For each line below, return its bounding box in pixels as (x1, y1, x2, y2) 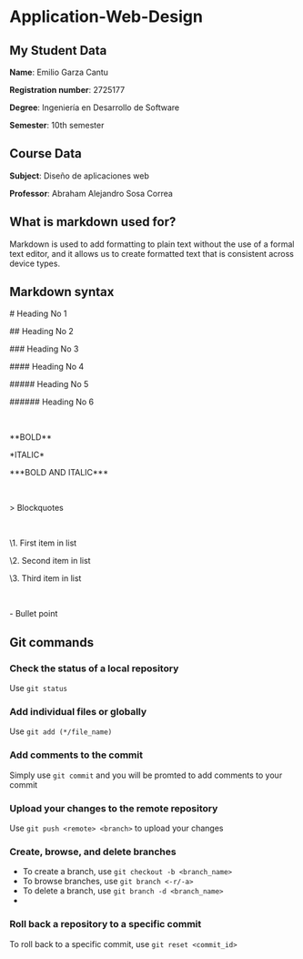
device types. (9, 258, 61, 269)
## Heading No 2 (9, 326, 75, 337)
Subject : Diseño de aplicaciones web (9, 170, 150, 181)
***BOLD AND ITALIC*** (9, 467, 109, 478)
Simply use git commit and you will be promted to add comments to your (9, 770, 283, 780)
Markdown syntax (9, 284, 115, 300)
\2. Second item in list (9, 556, 91, 566)
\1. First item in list (9, 537, 77, 548)
